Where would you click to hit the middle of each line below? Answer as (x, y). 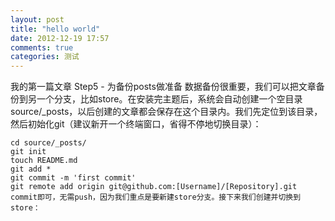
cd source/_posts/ (48, 143)
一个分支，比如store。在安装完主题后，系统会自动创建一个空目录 (169, 99)
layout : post (37, 19)
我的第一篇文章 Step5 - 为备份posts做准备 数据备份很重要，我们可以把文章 (163, 87)
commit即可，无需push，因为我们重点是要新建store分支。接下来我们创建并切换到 (156, 197)
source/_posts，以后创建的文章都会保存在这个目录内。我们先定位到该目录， (166, 112)
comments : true (42, 47)
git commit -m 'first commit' (73, 178)
